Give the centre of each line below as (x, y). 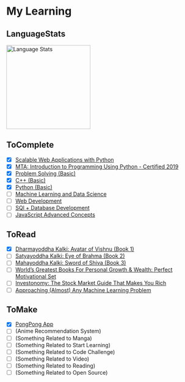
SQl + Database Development (52, 208)
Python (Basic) (34, 187)
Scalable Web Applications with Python (64, 159)
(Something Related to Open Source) (61, 372)
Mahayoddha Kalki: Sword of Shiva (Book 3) (71, 263)
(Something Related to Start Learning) (63, 345)
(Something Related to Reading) (55, 366)
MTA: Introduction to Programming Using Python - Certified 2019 (97, 167)
